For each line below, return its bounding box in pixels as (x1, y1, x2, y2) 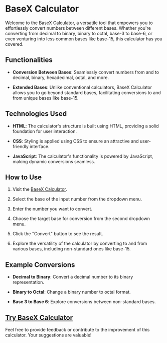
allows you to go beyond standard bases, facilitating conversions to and (12, 89, 161, 96)
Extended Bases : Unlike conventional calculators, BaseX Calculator (12, 84, 152, 90)
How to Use (5, 173, 42, 181)
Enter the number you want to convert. (12, 206, 93, 212)
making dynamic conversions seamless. (12, 158, 95, 164)
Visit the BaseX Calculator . (12, 186, 68, 192)
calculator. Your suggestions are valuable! (5, 332, 92, 338)
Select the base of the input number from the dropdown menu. (12, 196, 142, 202)
